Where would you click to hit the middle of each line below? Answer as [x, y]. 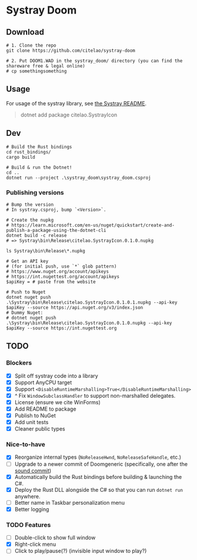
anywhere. [27, 496]
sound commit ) [33, 471]
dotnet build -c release [36, 235]
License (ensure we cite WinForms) [58, 402]
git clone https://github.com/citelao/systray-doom [71, 51]
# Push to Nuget [26, 292]
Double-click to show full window [55, 538]
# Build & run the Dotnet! [39, 167]
